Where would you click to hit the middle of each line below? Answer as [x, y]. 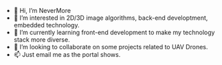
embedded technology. [46, 25]
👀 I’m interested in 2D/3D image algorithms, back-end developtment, [111, 18]
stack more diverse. [42, 40]
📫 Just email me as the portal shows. [67, 54]
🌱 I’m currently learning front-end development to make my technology [114, 32]
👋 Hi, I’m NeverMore [42, 11]
